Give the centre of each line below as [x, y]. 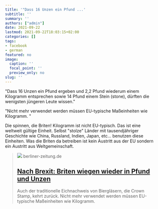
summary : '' [17, 18]
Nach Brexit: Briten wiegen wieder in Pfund [83, 171]
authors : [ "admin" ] [25, 23]
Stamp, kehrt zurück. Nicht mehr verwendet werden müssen [77, 196]
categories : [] [20, 37]
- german [14, 50]
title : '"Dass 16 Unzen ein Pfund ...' [45, 9]
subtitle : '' [18, 14]
